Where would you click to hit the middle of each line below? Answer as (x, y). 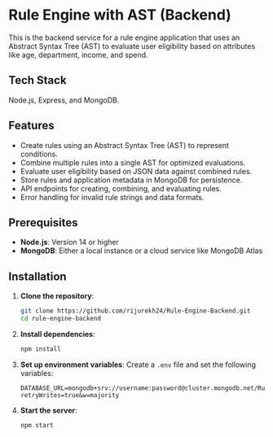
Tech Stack (37, 80)
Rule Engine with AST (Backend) (120, 15)
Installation (37, 276)
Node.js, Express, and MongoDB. (64, 100)
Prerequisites (43, 223)
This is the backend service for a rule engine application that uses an (124, 37)
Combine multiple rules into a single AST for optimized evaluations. (133, 162)
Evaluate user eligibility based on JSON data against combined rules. (136, 171)
